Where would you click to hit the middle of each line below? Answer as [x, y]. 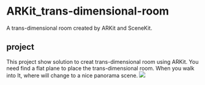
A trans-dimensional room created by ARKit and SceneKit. [80, 28]
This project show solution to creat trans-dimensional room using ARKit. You [102, 61]
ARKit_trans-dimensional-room [88, 11]
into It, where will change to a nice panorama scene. [72, 75]
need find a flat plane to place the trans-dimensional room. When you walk [100, 68]
